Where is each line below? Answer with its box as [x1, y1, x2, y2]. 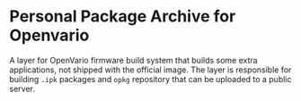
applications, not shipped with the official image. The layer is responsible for [9, 64, 292, 75]
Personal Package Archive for [9, 6, 236, 27]
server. [9, 83, 36, 94]
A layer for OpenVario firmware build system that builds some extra [9, 55, 258, 65]
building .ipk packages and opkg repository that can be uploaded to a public [9, 73, 292, 84]
